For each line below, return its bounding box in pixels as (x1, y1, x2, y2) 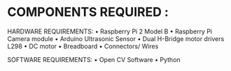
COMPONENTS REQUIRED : (7, 4, 169, 20)
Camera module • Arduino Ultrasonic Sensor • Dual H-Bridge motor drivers (7, 34, 225, 42)
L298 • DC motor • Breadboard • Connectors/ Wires (7, 42, 159, 50)
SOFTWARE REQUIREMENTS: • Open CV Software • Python (7, 55, 181, 63)
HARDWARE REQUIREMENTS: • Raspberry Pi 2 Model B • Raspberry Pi (7, 27, 213, 35)
